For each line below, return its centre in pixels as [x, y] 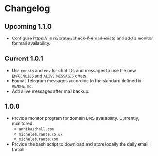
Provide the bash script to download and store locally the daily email [80, 144]
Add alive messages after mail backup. [50, 91]
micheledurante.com [39, 139]
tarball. [19, 149]
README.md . [22, 86]
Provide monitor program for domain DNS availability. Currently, [75, 118]
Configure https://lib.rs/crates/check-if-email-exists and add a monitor [82, 38]
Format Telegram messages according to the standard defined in [77, 80]
